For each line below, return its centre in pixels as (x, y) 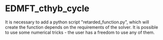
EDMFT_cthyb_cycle (47, 9)
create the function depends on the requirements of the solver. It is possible (81, 27)
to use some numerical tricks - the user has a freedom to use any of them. (80, 32)
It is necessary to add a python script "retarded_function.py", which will (77, 22)
